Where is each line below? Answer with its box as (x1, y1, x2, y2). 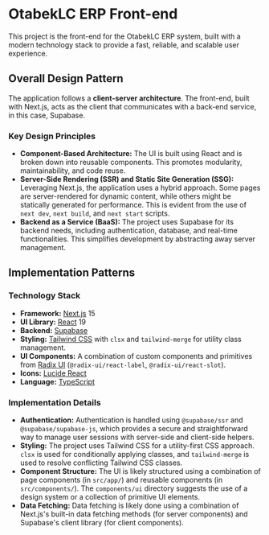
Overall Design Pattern (8, 72, 124, 85)
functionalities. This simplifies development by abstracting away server (19, 234, 255, 244)
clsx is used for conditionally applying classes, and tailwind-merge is (19, 450, 250, 459)
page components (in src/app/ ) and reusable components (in (19, 475, 223, 485)
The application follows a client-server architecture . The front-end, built (8, 93, 251, 103)
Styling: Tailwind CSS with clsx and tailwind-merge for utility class (19, 334, 243, 344)
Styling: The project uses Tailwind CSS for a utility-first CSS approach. (19, 441, 255, 451)
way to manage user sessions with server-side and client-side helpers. (19, 432, 255, 442)
